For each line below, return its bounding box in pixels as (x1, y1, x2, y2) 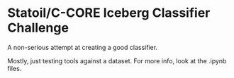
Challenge (7, 20, 69, 36)
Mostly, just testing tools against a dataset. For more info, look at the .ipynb (7, 56, 227, 65)
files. (7, 64, 22, 72)
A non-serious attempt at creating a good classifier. (7, 43, 158, 51)
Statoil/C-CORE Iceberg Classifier (7, 5, 211, 21)
